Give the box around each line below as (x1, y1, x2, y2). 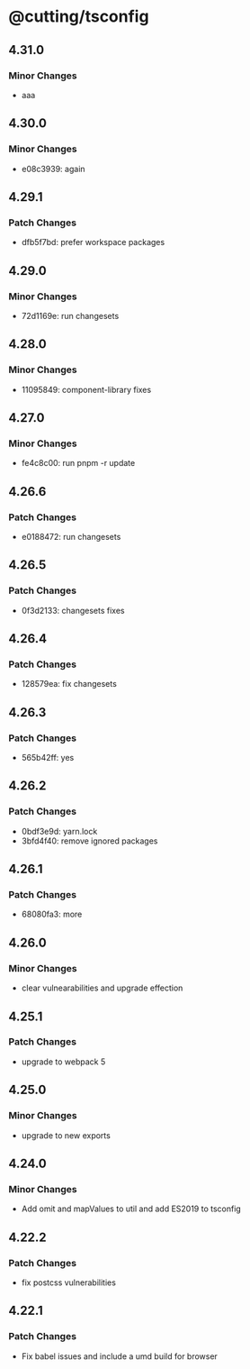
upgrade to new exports (21, 1129, 112, 1141)
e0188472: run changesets (21, 532, 121, 542)
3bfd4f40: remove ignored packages (21, 835, 158, 846)
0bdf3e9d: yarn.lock (21, 826, 98, 836)
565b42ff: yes (21, 753, 75, 763)
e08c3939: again (21, 163, 86, 174)
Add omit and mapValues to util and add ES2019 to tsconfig (21, 1203, 242, 1214)
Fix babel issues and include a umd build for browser (21, 1350, 218, 1362)
